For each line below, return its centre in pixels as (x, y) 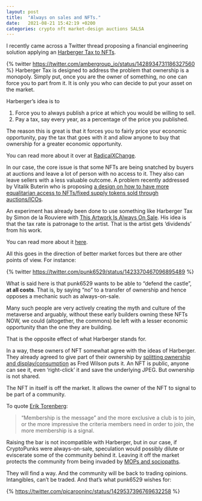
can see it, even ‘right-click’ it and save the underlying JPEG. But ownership (100, 370)
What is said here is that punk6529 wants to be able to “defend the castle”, (99, 284)
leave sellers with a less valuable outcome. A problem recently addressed (98, 180)
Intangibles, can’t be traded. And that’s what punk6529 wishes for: (89, 480)
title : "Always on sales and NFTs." (54, 18)
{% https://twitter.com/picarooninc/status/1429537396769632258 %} (93, 491)
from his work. (24, 231)
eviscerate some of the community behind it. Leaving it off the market (93, 455)
